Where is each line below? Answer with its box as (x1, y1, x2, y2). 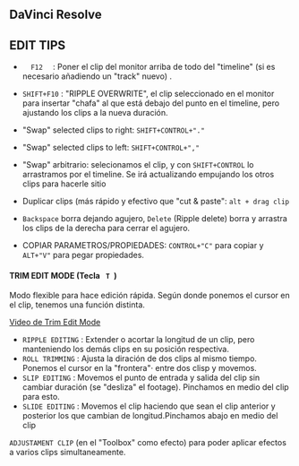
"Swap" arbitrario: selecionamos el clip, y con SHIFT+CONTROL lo (21, 160, 254, 170)
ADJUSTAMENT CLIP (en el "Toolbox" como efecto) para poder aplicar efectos (9, 437, 286, 448)
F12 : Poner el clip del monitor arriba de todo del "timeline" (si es (30, 62, 276, 73)
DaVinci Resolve (9, 7, 103, 22)
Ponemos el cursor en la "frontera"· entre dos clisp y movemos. (21, 363, 257, 374)
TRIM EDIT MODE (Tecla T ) (9, 270, 117, 280)
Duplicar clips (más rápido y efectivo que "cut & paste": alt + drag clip (21, 196, 290, 207)
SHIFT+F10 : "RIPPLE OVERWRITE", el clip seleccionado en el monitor (21, 89, 275, 99)
